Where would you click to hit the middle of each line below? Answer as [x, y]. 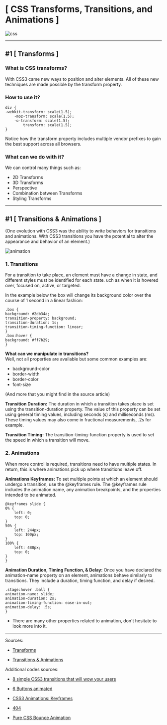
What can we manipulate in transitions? [47, 354]
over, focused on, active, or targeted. [43, 286]
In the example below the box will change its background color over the [78, 295]
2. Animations [22, 453]
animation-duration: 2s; [31, 598]
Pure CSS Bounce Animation [42, 718]
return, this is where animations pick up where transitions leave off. [74, 469]
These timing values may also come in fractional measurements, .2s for [78, 420]
